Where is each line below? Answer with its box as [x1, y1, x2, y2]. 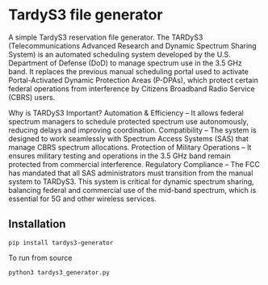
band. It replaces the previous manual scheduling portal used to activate [8, 66, 249, 76]
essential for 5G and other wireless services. [8, 194, 157, 203]
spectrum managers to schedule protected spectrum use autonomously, [8, 116, 249, 126]
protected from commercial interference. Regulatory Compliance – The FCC [8, 159, 261, 169]
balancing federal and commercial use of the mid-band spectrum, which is [8, 185, 257, 195]
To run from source [8, 253, 73, 262]
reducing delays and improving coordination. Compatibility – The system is [8, 125, 257, 135]
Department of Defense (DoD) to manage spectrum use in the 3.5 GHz [8, 58, 242, 68]
